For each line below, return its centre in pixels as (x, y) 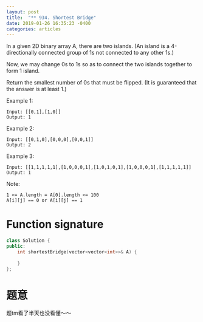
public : (16, 247)
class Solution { (28, 241)
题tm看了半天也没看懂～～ (39, 313)
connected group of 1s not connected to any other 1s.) (106, 53)
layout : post (23, 12)
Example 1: (20, 101)
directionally (22, 53)
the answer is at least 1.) (36, 89)
